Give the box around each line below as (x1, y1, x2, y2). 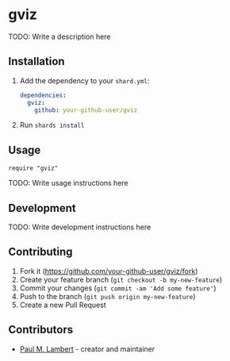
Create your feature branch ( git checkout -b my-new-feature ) (19, 275, 223, 284)
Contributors (8, 323, 74, 336)
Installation (8, 55, 65, 68)
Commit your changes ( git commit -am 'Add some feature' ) (19, 283, 217, 293)
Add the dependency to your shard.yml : (19, 75, 150, 85)
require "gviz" (8, 164, 59, 172)
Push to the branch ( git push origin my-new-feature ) (19, 291, 196, 301)
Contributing (8, 245, 73, 259)
